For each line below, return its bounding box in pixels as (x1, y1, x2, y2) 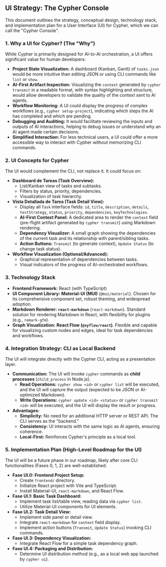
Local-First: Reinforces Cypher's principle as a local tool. (19, 434, 137, 440)
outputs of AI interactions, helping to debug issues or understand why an (12, 123, 161, 130)
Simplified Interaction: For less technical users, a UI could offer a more (12, 134, 158, 140)
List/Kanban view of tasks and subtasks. (19, 183, 102, 189)
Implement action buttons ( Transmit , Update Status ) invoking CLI (19, 525, 152, 530)
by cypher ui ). (19, 556, 49, 562)
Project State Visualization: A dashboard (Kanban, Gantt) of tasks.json (12, 66, 159, 72)
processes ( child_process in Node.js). (12, 376, 91, 382)
